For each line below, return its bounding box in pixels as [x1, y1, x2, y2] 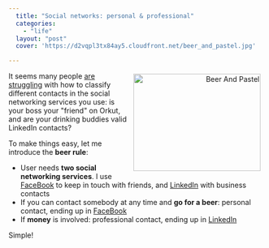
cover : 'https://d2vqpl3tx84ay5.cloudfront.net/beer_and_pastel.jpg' [15, 42, 256, 50]
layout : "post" [15, 34, 67, 43]
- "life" [23, 27, 53, 35]
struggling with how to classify [8, 80, 111, 90]
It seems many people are [8, 71, 96, 81]
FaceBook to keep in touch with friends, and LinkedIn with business [20, 180, 247, 190]
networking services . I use [20, 172, 112, 182]
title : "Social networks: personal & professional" [15, 11, 195, 20]
